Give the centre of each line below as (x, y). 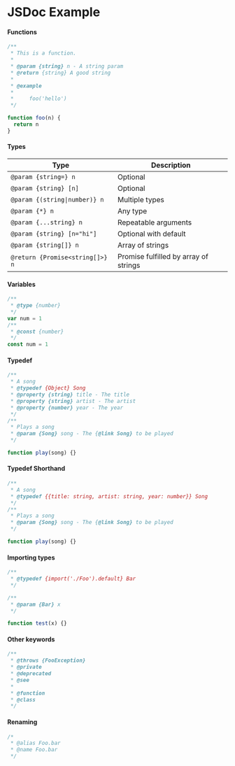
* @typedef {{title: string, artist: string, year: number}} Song (109, 496)
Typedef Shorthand (36, 469)
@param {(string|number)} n (57, 199)
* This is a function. (43, 53)
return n (26, 125)
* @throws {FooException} (48, 661)
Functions (22, 31)
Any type (133, 211)
